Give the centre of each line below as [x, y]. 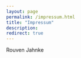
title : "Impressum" [30, 22]
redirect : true [25, 33]
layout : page [22, 11]
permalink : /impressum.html [41, 17]
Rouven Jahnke [25, 50]
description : [22, 28]
